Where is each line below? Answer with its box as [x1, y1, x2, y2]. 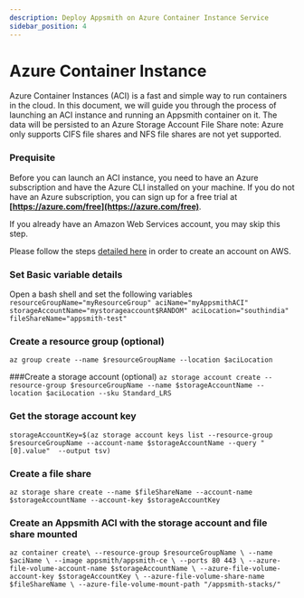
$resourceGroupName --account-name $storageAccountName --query [9, 438, 257, 448]
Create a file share [9, 467, 92, 479]
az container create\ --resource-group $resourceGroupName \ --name [9, 548, 273, 557]
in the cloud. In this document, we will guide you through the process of [9, 100, 277, 111]
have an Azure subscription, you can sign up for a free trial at [9, 191, 238, 202]
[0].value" [9, 446, 51, 455]
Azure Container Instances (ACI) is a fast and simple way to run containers [9, 90, 288, 101]
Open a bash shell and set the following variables [9, 289, 193, 299]
